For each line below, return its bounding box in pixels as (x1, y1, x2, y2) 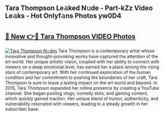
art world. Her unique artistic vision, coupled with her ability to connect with (5, 59, 160, 64)
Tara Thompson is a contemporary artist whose (58, 48, 155, 54)
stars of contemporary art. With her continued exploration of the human (5, 69, 151, 75)
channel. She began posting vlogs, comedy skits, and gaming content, (5, 90, 148, 96)
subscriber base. (5, 106, 40, 112)
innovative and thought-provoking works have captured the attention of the (5, 54, 159, 59)
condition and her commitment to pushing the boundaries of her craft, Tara (5, 74, 158, 80)
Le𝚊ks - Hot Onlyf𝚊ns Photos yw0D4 (5, 12, 122, 20)
